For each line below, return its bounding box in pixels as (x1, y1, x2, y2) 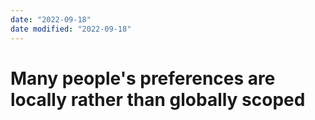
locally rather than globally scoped (10, 88, 306, 111)
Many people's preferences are (10, 67, 276, 90)
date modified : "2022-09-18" (10, 24, 132, 34)
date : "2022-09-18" (10, 14, 92, 25)
